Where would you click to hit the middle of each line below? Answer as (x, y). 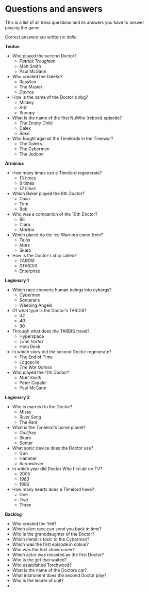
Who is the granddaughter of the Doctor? (53, 534)
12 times (28, 188)
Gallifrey (28, 432)
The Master (31, 87)
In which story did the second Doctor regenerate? (62, 351)
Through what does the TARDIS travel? (51, 331)
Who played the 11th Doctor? (41, 372)
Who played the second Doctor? (44, 56)
